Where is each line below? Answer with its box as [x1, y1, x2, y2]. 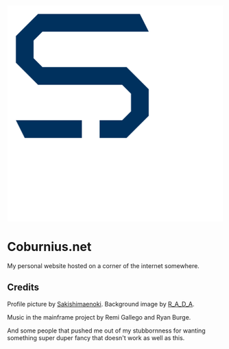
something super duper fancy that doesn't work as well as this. [7, 333, 185, 341]
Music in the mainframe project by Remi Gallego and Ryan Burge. [7, 313, 191, 321]
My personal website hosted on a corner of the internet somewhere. [7, 261, 200, 269]
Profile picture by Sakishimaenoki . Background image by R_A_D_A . [7, 300, 195, 308]
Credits [7, 282, 40, 293]
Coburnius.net [7, 239, 92, 255]
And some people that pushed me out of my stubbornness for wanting [7, 326, 206, 335]
